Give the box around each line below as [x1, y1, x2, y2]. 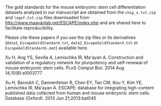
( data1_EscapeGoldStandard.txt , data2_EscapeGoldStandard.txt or [5, 40, 138, 46]
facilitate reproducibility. [5, 25, 54, 31]
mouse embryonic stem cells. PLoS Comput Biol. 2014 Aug [5, 65, 125, 71]
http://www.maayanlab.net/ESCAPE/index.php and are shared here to [5, 20, 146, 26]
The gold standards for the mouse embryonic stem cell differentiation [5, 4, 146, 10]
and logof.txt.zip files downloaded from [5, 15, 90, 20]
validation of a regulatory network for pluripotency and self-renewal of [5, 60, 148, 65]
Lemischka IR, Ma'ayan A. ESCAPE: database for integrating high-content [5, 85, 154, 90]
